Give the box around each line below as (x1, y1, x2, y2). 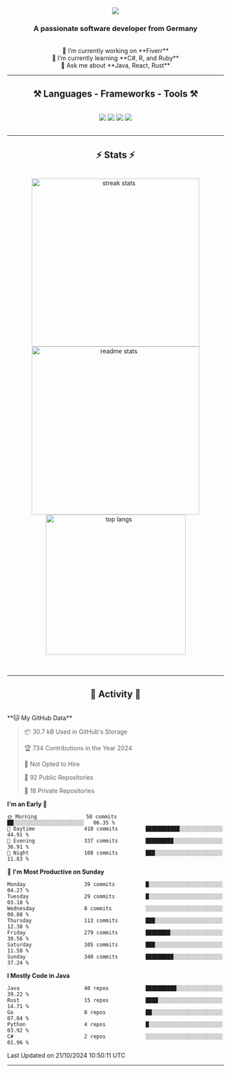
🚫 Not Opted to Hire (23, 759, 80, 768)
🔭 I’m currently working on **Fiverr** (62, 47, 169, 55)
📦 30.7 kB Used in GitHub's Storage (23, 728, 128, 736)
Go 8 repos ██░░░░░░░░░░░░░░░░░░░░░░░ (7, 1009, 223, 1016)
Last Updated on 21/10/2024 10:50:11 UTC (7, 1051, 126, 1059)
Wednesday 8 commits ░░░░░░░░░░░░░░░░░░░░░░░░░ (7, 905, 223, 912)
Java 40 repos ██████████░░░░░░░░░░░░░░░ (7, 985, 223, 992)
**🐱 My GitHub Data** (7, 714, 73, 722)
